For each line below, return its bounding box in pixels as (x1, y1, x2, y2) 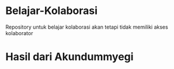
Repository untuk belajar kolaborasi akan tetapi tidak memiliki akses (5, 23, 169, 30)
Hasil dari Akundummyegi (5, 50, 134, 64)
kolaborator (5, 29, 33, 36)
